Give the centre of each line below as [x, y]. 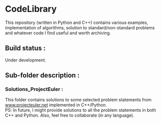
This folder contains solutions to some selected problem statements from [78, 100]
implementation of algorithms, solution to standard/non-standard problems [80, 27]
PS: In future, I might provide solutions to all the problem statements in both [81, 110]
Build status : [25, 48]
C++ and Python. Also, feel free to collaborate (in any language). [70, 115]
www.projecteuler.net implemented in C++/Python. [56, 105]
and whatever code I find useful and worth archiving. [58, 33]
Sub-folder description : [42, 75]
